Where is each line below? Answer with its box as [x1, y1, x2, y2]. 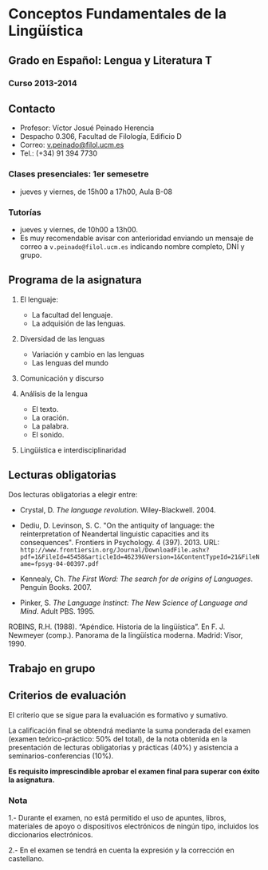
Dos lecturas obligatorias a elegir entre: [8, 489, 138, 499]
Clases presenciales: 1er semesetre [8, 168, 149, 180]
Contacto [8, 101, 56, 116]
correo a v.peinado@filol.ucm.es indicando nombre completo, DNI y [19, 241, 245, 251]
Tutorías [8, 207, 41, 218]
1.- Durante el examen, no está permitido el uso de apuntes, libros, [8, 813, 227, 823]
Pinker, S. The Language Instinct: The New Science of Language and [19, 598, 248, 607]
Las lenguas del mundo [31, 358, 109, 367]
